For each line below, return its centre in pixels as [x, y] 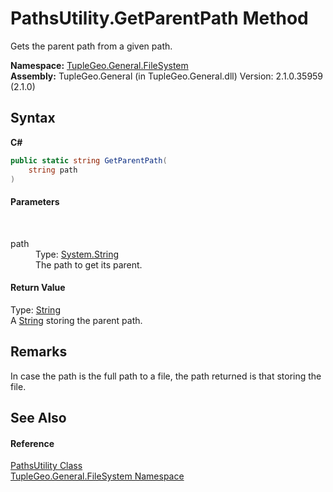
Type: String [35, 309]
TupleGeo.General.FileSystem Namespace [97, 476]
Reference [32, 443]
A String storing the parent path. [76, 320]
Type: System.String [77, 254]
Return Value [38, 288]
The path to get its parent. [89, 264]
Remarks [39, 352]
